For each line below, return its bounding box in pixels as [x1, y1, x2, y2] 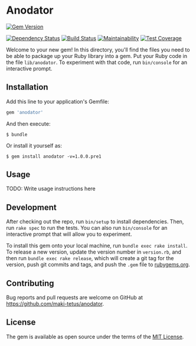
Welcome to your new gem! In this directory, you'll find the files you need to [6, 46, 190, 53]
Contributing [6, 278, 54, 288]
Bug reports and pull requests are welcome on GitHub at [6, 294, 143, 301]
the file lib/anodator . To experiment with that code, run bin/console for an [6, 59, 188, 66]
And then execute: [6, 120, 51, 127]
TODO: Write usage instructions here [6, 185, 96, 193]
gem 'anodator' [6, 109, 44, 116]
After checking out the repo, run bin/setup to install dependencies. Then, [6, 218, 184, 225]
